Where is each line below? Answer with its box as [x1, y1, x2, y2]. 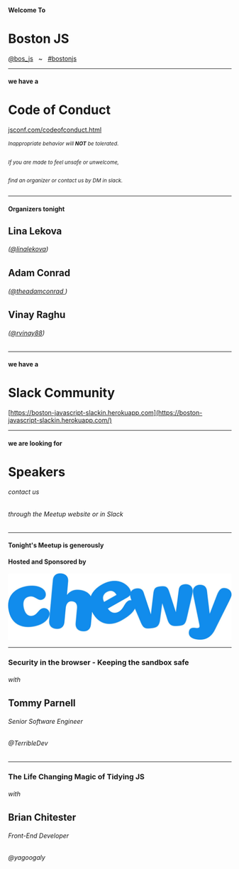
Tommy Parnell [8, 697, 77, 710]
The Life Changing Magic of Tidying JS [8, 771, 145, 781]
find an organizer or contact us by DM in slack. [8, 177, 123, 184]
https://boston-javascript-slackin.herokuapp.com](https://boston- [10, 409, 203, 417]
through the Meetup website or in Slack [8, 510, 123, 519]
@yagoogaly [8, 853, 45, 862]
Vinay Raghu [8, 309, 66, 321]
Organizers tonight [8, 204, 65, 213]
